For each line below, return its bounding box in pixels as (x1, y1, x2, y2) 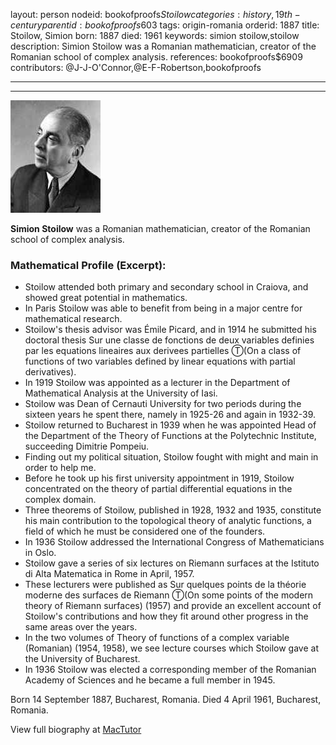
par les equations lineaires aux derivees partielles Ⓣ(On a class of (24, 345, 302, 357)
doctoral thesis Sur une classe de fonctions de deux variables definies (24, 334, 315, 346)
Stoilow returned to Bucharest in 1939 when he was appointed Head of (24, 419, 317, 431)
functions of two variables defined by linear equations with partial (24, 355, 296, 368)
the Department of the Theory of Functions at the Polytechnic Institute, (24, 430, 317, 442)
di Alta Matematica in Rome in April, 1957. (24, 568, 195, 580)
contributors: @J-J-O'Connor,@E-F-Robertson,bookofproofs (10, 62, 262, 73)
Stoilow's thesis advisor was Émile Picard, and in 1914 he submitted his (24, 324, 317, 336)
